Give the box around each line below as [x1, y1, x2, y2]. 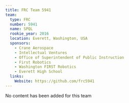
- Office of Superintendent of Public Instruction [14, 55, 124, 60]
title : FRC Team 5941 [5, 7, 51, 13]
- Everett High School [14, 69, 63, 74]
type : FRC [10, 17, 31, 22]
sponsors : [10, 41, 31, 46]
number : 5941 [10, 21, 38, 27]
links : [10, 74, 24, 79]
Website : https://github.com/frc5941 [14, 79, 95, 84]
